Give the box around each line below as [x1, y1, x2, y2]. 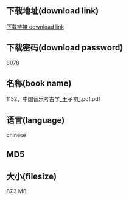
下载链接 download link [6, 23, 64, 30]
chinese [6, 131, 26, 139]
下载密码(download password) [6, 43, 124, 53]
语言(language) [6, 115, 65, 125]
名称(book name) [6, 78, 72, 89]
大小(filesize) [6, 171, 57, 182]
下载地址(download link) [6, 5, 99, 16]
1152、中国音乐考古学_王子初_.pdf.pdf [6, 95, 100, 103]
